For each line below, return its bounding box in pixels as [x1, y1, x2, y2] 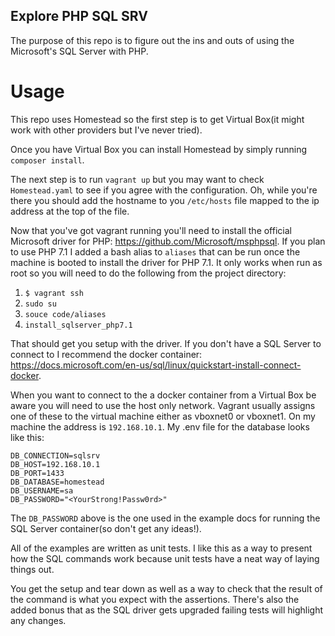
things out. [10, 563, 55, 575]
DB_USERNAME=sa [10, 485, 74, 496]
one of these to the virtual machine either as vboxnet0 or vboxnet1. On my [10, 410, 316, 422]
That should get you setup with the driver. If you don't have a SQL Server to [10, 337, 322, 349]
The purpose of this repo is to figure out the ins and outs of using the [10, 34, 295, 46]
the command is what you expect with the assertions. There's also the [10, 593, 300, 605]
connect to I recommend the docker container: [10, 348, 203, 360]
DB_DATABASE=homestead [10, 477, 105, 487]
